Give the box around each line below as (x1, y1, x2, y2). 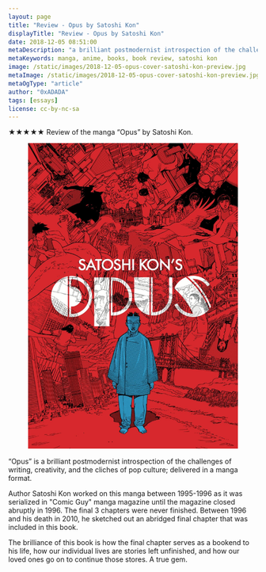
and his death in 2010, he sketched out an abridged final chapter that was (8, 513, 248, 523)
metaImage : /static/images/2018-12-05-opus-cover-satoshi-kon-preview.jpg (8, 71, 260, 79)
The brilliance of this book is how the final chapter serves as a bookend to (8, 537, 249, 547)
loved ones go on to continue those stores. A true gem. (8, 555, 188, 564)
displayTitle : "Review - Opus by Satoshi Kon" (8, 29, 165, 37)
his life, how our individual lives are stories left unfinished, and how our (8, 546, 240, 555)
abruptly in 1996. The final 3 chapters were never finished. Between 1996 (8, 505, 247, 515)
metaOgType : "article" (8, 79, 83, 87)
